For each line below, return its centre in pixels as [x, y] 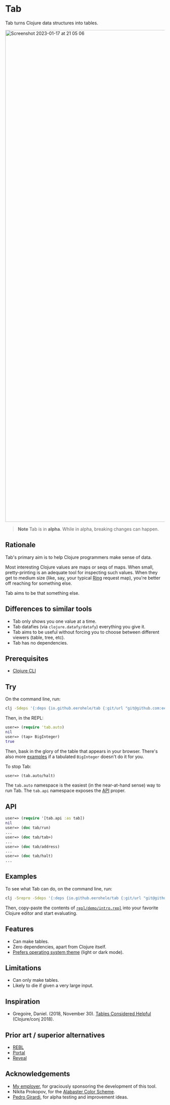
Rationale [20, 545]
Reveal [19, 1058]
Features [19, 929]
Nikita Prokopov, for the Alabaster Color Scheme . [64, 1091]
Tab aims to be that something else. [42, 593]
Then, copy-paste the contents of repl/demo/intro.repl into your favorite [82, 908]
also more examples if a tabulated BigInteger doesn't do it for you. [75, 757]
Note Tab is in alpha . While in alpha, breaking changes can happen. [88, 529]
